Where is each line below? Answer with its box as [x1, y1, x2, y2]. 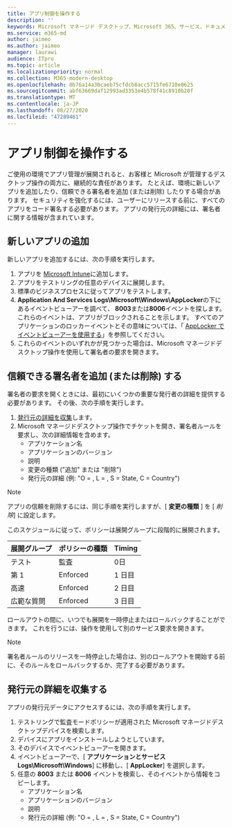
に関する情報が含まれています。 [7, 213, 98, 221]
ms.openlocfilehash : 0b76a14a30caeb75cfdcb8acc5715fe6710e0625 [7, 81, 194, 88]
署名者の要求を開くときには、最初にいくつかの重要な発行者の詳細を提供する [7, 390, 226, 398]
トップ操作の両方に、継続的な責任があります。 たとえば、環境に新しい [12, 178, 215, 187]
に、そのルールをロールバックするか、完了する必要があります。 [7, 661, 188, 670]
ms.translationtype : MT [7, 94, 76, 101]
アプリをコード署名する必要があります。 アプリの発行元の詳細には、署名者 [7, 204, 221, 212]
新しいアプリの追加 [7, 235, 89, 247]
